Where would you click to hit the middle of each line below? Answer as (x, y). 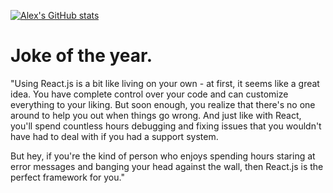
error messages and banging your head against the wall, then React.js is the (167, 166)
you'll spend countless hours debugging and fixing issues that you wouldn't (166, 126)
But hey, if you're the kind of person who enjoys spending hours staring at (163, 156)
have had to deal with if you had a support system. (114, 136)
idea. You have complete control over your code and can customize (149, 94)
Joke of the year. (81, 56)
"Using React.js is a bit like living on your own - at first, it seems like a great (165, 83)
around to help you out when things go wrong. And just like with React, (156, 115)
